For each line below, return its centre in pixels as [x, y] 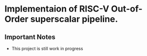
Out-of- [127, 9]
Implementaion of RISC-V [57, 9]
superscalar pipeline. [74, 19]
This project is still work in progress [47, 49]
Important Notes [30, 37]
